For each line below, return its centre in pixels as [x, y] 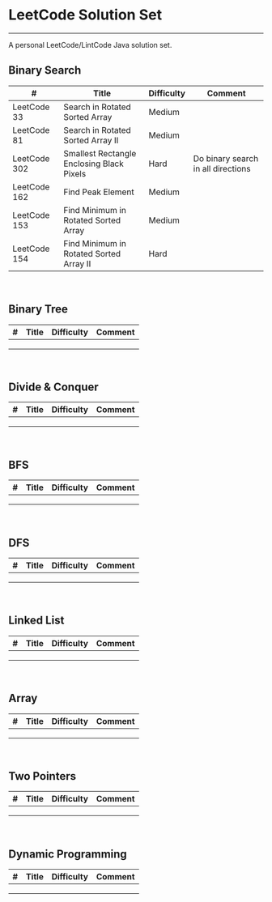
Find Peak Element [99, 192]
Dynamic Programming [68, 854]
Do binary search [226, 158]
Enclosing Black [93, 164]
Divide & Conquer [53, 387]
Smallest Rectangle [100, 153]
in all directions [222, 168]
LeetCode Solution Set [85, 15]
